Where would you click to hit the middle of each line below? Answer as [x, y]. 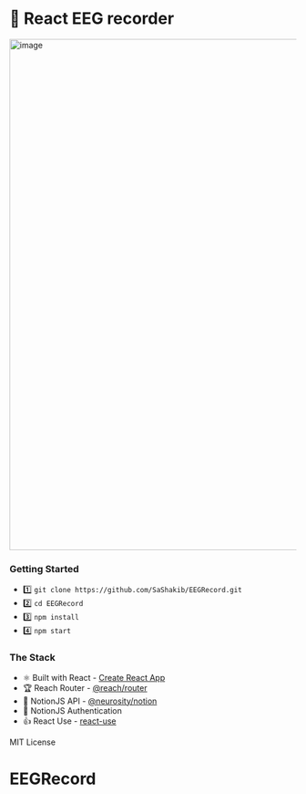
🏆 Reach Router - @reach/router [85, 687]
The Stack [33, 658]
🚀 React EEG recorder [92, 19]
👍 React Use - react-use [69, 721]
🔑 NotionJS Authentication [72, 710]
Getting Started [44, 569]
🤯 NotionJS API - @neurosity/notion [90, 701]
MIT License [33, 742]
